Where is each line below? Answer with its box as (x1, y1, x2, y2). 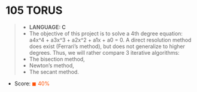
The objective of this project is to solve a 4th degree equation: (29, 29, 183, 37)
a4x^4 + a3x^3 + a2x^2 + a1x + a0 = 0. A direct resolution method (29, 36, 192, 43)
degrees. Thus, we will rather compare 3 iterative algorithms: (29, 49, 180, 56)
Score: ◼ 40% (14, 79, 50, 87)
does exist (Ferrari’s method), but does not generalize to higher (29, 43, 185, 50)
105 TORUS (5, 4, 63, 17)
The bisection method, (29, 55, 85, 63)
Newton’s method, (29, 61, 74, 69)
